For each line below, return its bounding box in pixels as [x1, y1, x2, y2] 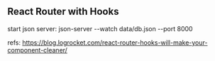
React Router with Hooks [7, 6, 119, 18]
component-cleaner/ [7, 45, 67, 54]
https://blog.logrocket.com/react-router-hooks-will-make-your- [22, 38, 208, 47]
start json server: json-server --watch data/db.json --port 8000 [7, 24, 193, 33]
